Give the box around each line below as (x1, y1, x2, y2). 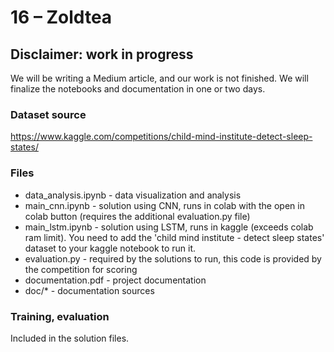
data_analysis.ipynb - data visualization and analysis (24, 189, 242, 201)
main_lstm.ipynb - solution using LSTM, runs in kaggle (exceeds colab (24, 221, 314, 233)
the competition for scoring (24, 263, 138, 275)
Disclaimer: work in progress (10, 46, 194, 63)
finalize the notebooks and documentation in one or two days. (10, 83, 266, 95)
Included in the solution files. (10, 332, 130, 344)
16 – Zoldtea (10, 6, 113, 29)
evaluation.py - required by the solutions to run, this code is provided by (24, 252, 322, 265)
